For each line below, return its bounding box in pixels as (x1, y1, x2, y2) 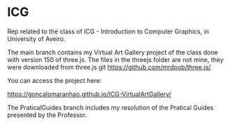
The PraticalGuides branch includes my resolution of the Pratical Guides (7, 103, 214, 111)
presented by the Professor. (7, 111, 87, 119)
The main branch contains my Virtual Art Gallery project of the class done (7, 48, 218, 56)
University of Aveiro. (7, 34, 66, 42)
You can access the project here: (7, 76, 102, 84)
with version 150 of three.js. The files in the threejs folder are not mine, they (7, 55, 224, 63)
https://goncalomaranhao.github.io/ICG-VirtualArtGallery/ (7, 90, 172, 98)
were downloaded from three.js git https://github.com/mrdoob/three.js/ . (7, 63, 213, 71)
